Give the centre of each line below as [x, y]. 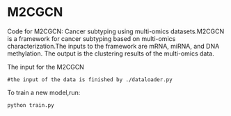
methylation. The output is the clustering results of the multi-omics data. [111, 53]
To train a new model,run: [44, 92]
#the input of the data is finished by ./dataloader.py [90, 80]
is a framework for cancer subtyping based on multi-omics [91, 38]
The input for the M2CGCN [46, 67]
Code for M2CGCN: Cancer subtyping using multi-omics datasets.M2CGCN [116, 31]
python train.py [31, 105]
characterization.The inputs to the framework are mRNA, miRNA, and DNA [113, 46]
